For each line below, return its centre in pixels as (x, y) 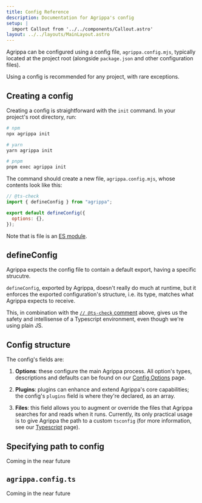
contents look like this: (34, 185)
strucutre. (19, 276)
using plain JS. (25, 326)
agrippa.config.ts (41, 480)
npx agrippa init (28, 134)
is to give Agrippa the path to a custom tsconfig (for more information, (103, 421)
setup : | (17, 23)
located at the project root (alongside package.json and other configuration (100, 58)
